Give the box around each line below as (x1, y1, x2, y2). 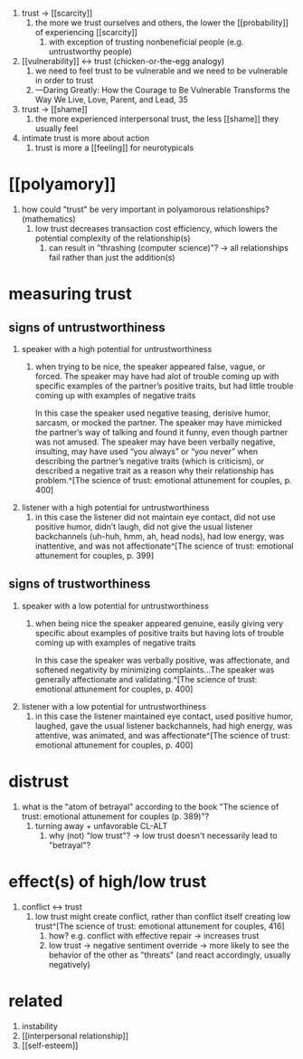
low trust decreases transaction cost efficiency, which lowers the (34, 223, 278, 234)
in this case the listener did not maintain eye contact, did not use (34, 511, 276, 522)
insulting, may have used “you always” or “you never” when (34, 445, 259, 456)
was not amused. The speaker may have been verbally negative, (34, 436, 276, 447)
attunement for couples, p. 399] (34, 549, 155, 560)
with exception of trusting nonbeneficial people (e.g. (48, 36, 244, 47)
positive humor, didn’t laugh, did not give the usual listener (34, 520, 253, 532)
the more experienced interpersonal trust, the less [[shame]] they (34, 113, 279, 124)
